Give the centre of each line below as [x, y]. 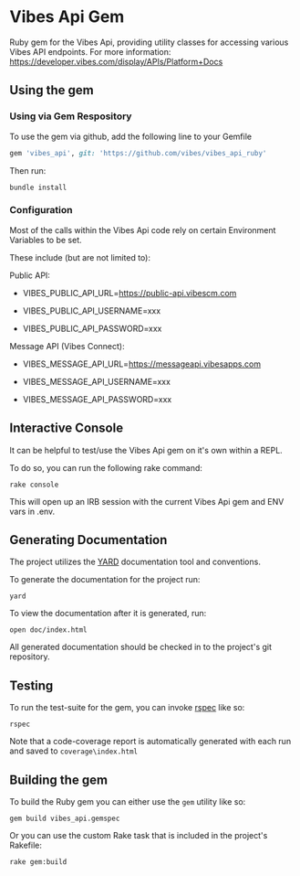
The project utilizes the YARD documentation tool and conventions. [135, 562]
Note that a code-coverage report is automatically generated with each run [150, 742]
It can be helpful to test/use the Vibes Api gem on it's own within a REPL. [146, 450]
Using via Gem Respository [71, 116]
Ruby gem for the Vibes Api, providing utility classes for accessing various [149, 42]
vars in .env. [32, 511]
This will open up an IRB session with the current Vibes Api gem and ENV [147, 501]
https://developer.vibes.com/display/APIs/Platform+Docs [116, 61]
